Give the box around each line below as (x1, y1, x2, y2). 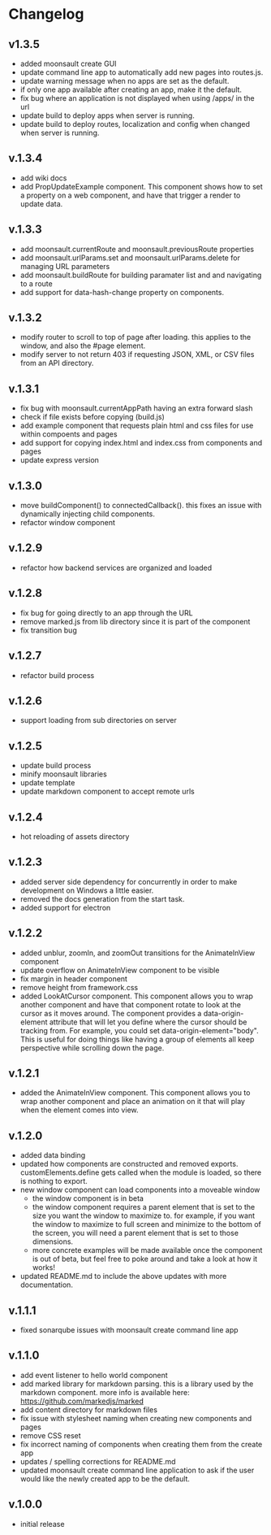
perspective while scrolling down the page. (19, 1042, 165, 1053)
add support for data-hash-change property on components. (19, 287, 225, 297)
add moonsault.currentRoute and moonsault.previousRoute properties (19, 244, 254, 254)
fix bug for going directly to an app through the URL (19, 607, 193, 618)
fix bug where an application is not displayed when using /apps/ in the (19, 93, 255, 102)
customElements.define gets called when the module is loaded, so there (19, 1168, 262, 1177)
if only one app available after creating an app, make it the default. (19, 85, 242, 94)
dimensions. (32, 1237, 74, 1246)
